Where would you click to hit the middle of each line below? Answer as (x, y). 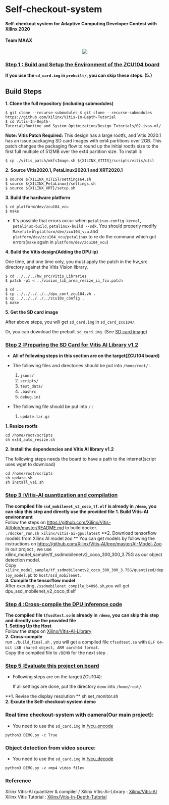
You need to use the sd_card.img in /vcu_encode (63, 726)
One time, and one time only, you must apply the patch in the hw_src (76, 262)
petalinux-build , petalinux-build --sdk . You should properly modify (84, 226)
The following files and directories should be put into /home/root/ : (81, 366)
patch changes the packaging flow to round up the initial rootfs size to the (82, 146)
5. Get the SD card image (32, 312)
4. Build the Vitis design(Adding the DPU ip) (52, 252)
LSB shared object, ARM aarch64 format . (57, 647)
